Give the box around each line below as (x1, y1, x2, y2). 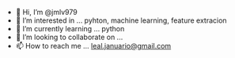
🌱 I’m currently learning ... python (15, 24, 125, 33)
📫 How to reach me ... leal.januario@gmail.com (15, 42, 172, 50)
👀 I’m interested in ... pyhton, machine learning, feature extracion (15, 16, 227, 25)
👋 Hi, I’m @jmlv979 (15, 8, 78, 16)
